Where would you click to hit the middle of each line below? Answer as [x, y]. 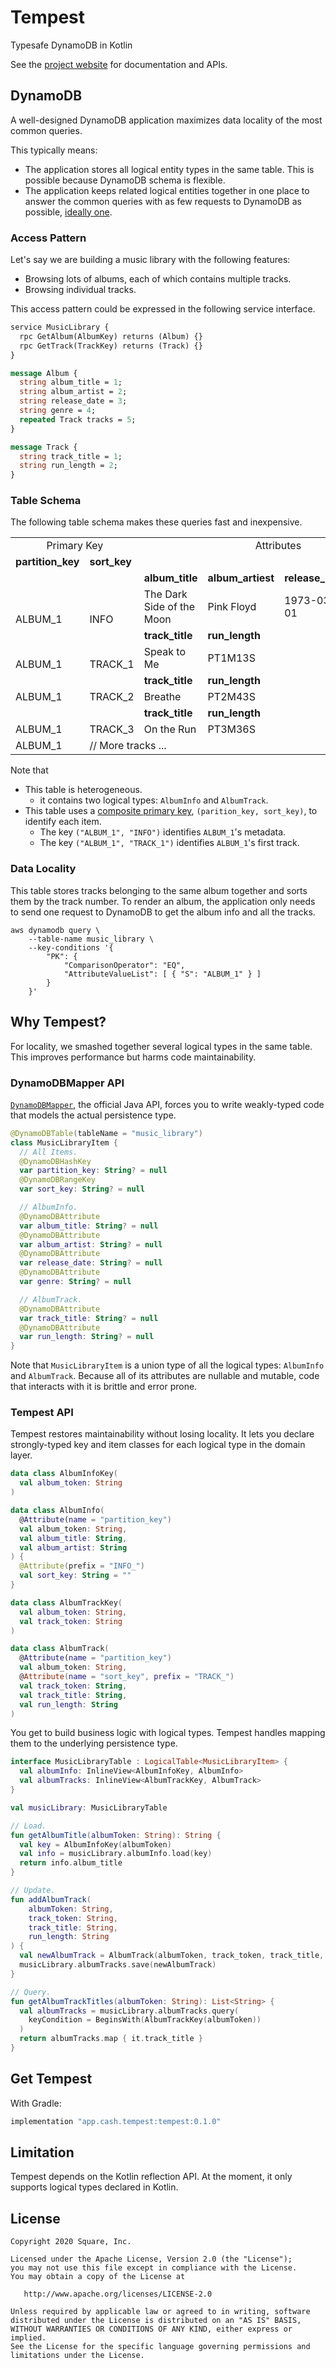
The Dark [165, 594]
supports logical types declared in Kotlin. [94, 2187]
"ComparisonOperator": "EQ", [124, 965]
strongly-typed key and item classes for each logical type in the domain [158, 1445]
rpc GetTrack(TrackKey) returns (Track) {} [111, 346]
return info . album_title [71, 1863]
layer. [21, 1455]
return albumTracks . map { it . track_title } [111, 2039]
